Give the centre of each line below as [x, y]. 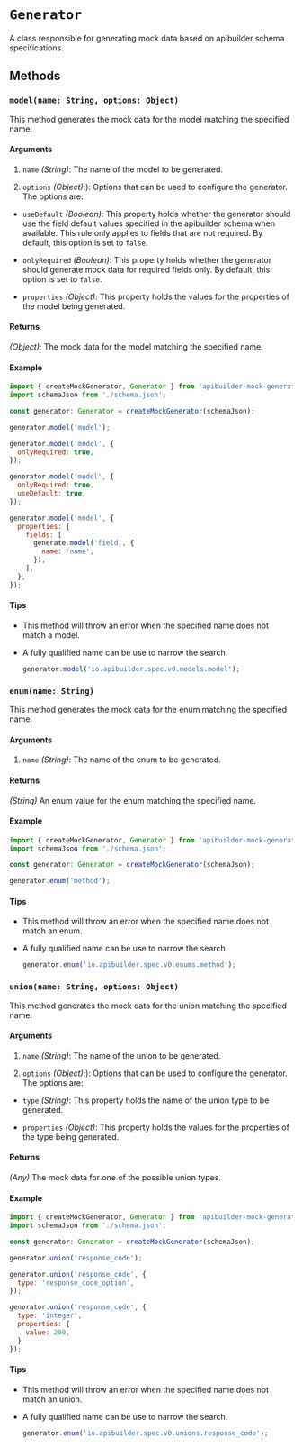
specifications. [37, 48]
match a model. [51, 635]
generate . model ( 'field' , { [84, 543]
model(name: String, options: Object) [94, 100]
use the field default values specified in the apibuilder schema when [149, 223]
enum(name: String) [52, 691]
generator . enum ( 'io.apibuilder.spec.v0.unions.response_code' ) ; [145, 1433]
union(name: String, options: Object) [94, 987]
